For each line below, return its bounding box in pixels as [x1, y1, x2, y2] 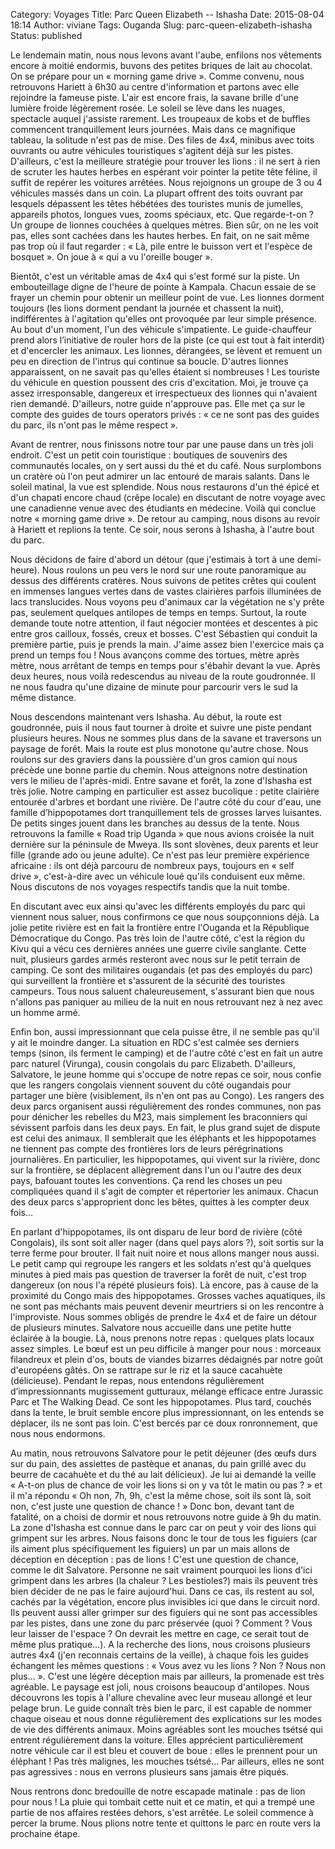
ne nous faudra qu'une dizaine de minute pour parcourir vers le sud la [10, 681, 298, 693]
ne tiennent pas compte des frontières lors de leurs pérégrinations [10, 1143, 284, 1154]
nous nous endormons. [10, 1428, 106, 1439]
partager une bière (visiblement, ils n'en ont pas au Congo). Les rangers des [10, 1090, 325, 1101]
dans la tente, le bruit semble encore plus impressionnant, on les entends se [10, 1407, 325, 1418]
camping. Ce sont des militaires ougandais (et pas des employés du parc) [10, 964, 313, 976]
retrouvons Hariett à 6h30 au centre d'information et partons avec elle [10, 81, 300, 93]
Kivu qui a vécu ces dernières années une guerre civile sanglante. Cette [10, 943, 307, 954]
